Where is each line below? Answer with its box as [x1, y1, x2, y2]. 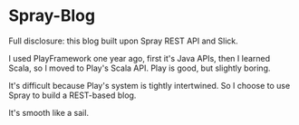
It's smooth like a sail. [8, 107, 90, 118]
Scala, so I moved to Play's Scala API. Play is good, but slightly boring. [8, 62, 271, 73]
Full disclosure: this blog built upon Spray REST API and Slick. [8, 35, 239, 46]
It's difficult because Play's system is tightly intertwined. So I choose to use [8, 80, 291, 91]
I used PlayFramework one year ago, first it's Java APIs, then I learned [8, 53, 271, 63]
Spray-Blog [8, 5, 96, 26]
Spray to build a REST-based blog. [8, 90, 137, 101]
